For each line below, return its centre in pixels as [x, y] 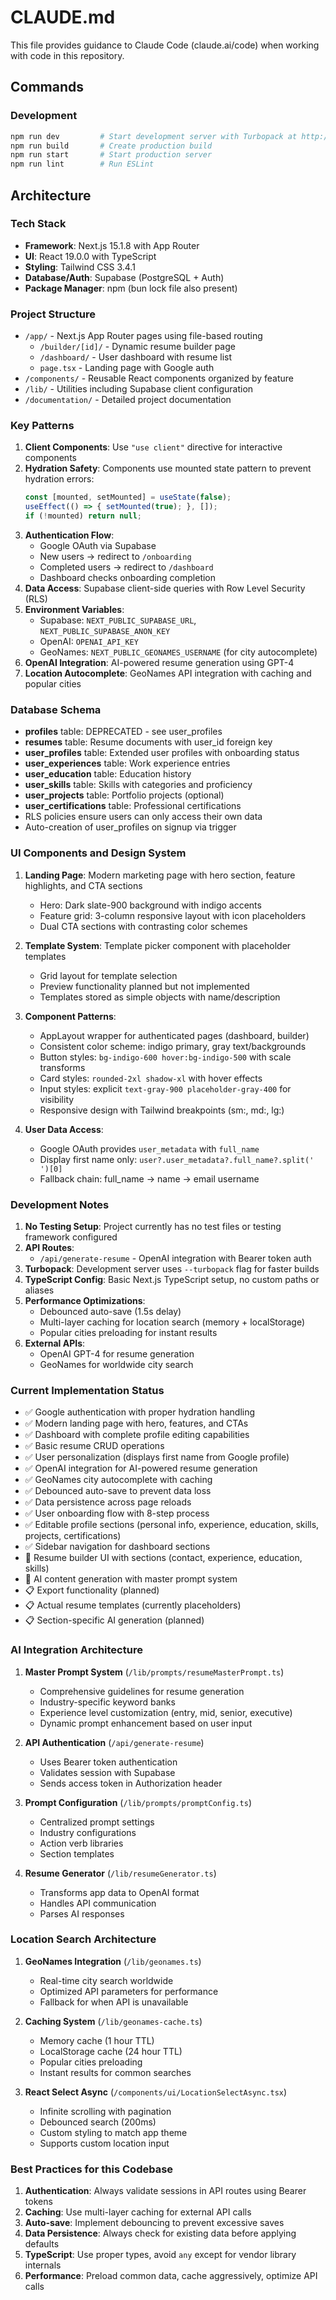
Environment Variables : [74, 610]
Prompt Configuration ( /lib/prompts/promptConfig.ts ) [138, 1802]
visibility [57, 1099]
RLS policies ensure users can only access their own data [143, 817]
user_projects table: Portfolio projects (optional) [124, 795]
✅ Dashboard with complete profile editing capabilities [137, 1435]
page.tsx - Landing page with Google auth [127, 368]
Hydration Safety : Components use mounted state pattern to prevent [168, 468]
